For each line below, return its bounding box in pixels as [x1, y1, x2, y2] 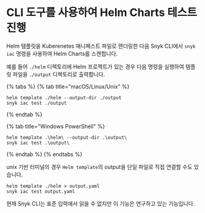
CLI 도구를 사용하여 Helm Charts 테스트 [6, 6, 197, 20]
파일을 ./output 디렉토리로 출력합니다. [12, 70, 105, 78]
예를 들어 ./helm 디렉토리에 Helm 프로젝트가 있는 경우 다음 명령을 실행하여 [6, 62, 185, 70]
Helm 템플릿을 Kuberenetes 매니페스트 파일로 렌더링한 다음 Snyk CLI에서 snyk [6, 42, 196, 50]
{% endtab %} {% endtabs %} [6, 151, 83, 158]
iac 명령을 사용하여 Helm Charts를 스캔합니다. [6, 50, 118, 57]
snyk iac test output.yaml [6, 188, 75, 195]
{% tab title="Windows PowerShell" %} [6, 122, 105, 130]
